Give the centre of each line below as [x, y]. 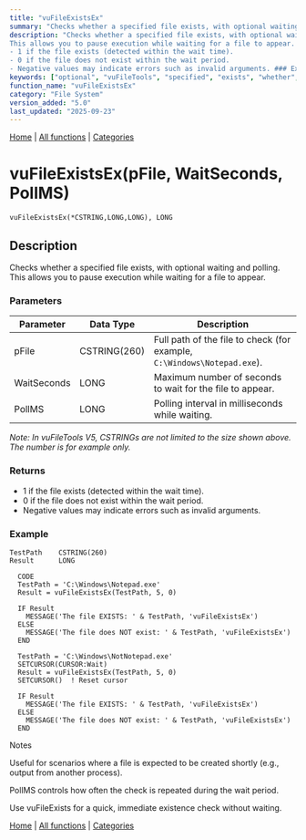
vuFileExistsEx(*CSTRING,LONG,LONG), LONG [91, 218]
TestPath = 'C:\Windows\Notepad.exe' [89, 585]
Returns [27, 471]
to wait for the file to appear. [214, 389]
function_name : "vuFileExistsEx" [73, 86]
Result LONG [42, 560]
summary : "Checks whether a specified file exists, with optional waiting [154, 26]
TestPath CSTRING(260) [58, 553]
